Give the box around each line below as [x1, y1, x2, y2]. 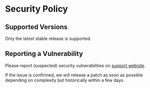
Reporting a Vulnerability [5, 50, 83, 58]
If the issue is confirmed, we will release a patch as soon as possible [5, 72, 143, 78]
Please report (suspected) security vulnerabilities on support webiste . [5, 62, 146, 69]
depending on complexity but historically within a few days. [5, 77, 125, 83]
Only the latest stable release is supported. [5, 35, 91, 41]
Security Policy [5, 3, 68, 15]
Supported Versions [5, 23, 67, 31]
